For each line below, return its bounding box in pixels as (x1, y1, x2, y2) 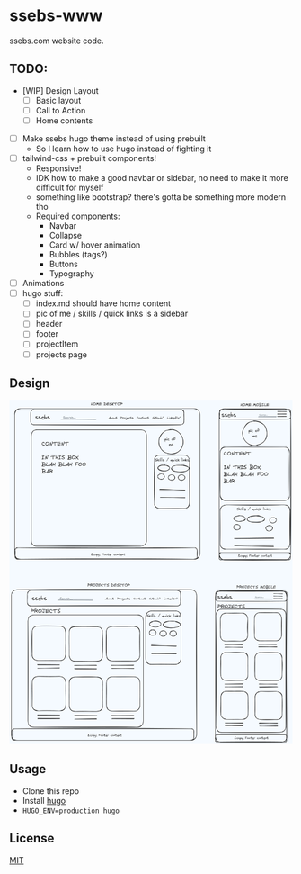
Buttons (49, 258, 78, 270)
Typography (49, 268, 94, 279)
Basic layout (35, 95, 82, 105)
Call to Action (35, 104, 86, 115)
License (9, 831, 55, 846)
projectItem (35, 338, 79, 349)
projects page (35, 348, 88, 360)
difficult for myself (35, 182, 104, 194)
